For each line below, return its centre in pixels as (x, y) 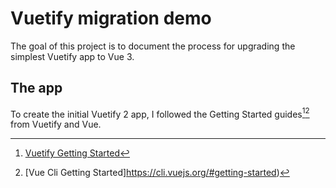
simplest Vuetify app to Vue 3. (72, 56)
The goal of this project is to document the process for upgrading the (153, 46)
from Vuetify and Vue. (56, 124)
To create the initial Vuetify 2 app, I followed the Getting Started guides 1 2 (160, 113)
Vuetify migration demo (111, 18)
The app (36, 88)
